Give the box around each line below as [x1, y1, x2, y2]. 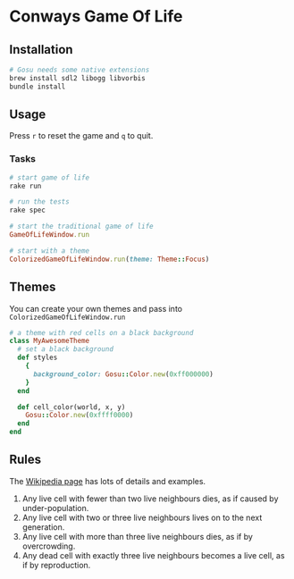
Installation [9, 42, 73, 57]
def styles [17, 353, 58, 363]
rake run [9, 181, 42, 190]
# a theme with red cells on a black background [9, 328, 194, 337]
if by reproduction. [21, 559, 91, 570]
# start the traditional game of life [9, 222, 154, 231]
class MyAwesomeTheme [9, 337, 90, 346]
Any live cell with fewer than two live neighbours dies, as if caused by [21, 493, 279, 504]
